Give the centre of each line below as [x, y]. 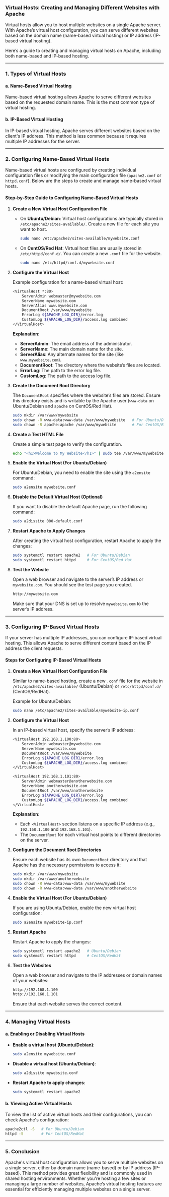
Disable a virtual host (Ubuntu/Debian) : [54, 1064]
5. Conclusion [23, 1151]
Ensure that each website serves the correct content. [67, 1004]
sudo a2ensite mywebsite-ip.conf [48, 922]
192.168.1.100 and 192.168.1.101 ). [56, 829]
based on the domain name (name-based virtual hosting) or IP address [79, 36]
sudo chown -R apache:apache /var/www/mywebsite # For [78, 425]
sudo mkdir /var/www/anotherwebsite [51, 879]
